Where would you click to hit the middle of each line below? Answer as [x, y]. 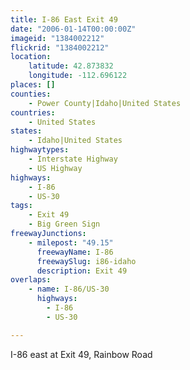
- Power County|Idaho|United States [105, 103]
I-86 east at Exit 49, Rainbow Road [81, 354]
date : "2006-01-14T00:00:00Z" [73, 29]
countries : [33, 112]
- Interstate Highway [73, 159]
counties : [31, 94]
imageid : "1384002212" [57, 38]
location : [31, 57]
